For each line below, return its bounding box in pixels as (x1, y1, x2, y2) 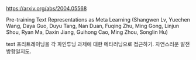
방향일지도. (6, 48, 32, 55)
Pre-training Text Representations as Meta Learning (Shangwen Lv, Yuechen (6, 16, 190, 23)
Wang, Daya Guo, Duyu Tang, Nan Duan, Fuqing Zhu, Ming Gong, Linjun (6, 23, 180, 29)
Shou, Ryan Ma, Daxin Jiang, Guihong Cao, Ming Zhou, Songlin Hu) (6, 29, 169, 36)
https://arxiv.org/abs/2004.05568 (6, 5, 87, 12)
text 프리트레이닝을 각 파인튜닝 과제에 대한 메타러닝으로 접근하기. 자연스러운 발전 (6, 41, 190, 47)
